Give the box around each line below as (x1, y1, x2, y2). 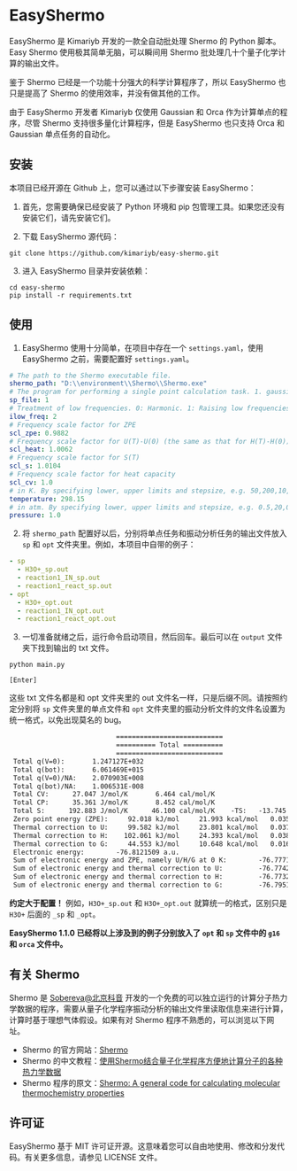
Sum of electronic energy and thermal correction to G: (12, 880, 224, 890)
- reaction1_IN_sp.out (17, 573, 101, 583)
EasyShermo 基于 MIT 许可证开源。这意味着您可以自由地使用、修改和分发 (9, 1140, 278, 1152)
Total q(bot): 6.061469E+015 (12, 765, 144, 774)
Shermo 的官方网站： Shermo (21, 1044, 128, 1055)
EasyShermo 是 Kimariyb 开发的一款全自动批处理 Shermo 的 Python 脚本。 (9, 35, 281, 46)
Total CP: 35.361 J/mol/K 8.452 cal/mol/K (12, 798, 216, 807)
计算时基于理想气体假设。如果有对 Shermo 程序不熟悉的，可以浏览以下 (9, 1014, 267, 1025)
